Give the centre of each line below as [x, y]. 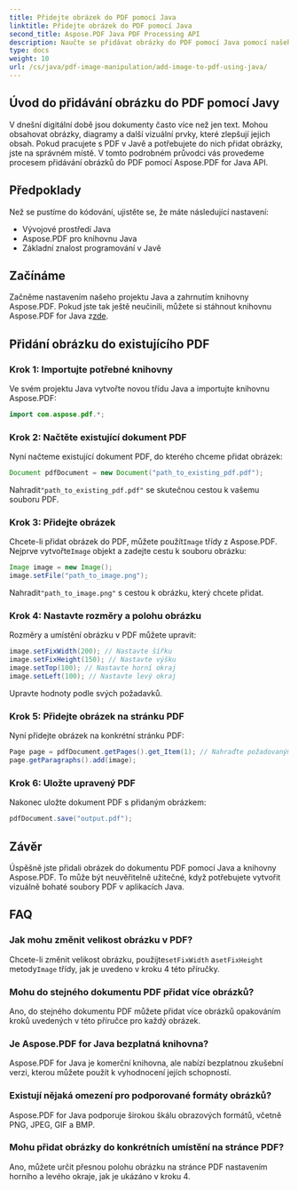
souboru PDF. [34, 500]
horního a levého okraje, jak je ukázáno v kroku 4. [100, 1176]
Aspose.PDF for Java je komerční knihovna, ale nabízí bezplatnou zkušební [146, 1063]
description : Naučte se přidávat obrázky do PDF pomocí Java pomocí [138, 42]
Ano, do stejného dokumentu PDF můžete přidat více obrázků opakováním [145, 1011]
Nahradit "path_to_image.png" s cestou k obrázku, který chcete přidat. [137, 593]
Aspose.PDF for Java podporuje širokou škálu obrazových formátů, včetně [145, 1115]
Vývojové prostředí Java [66, 229]
